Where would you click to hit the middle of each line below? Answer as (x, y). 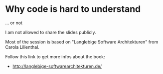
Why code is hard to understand (73, 9)
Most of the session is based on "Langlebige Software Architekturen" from (82, 42)
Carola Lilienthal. (22, 47)
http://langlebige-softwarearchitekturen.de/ (57, 66)
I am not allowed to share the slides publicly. (51, 32)
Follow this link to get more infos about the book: (55, 56)
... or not (14, 23)
